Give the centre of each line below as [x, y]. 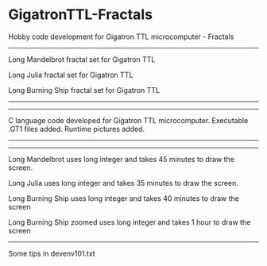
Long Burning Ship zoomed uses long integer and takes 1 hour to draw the [130, 222]
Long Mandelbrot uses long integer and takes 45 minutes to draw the [121, 159]
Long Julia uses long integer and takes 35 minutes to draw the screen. [123, 183]
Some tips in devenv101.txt [52, 253]
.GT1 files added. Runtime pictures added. [77, 129]
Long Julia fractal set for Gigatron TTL [71, 75]
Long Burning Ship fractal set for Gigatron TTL [84, 90]
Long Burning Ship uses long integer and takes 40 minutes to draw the [124, 198]
